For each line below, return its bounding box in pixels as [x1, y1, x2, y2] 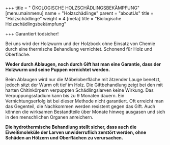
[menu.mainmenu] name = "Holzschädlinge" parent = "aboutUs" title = [5, 10, 154, 16]
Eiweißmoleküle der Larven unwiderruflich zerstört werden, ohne [5, 129, 147, 135]
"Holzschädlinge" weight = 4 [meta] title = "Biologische [5, 16, 122, 21]
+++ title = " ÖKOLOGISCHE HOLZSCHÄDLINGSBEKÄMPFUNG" [5, 5, 140, 11]
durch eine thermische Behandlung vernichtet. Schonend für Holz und [5, 46, 153, 52]
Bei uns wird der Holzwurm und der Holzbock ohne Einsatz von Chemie [5, 41, 156, 47]
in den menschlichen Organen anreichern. [5, 114, 94, 120]
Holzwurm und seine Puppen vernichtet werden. [5, 66, 110, 72]
